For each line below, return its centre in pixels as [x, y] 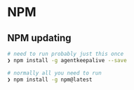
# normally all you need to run [54, 73]
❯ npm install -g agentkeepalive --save [67, 60]
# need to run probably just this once [66, 54]
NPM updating [39, 38]
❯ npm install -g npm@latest [50, 80]
